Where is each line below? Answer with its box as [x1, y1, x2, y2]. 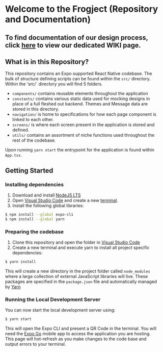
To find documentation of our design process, [5, 33, 148, 42]
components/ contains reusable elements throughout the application [12, 91, 148, 97]
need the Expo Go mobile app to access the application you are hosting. [5, 331, 151, 337]
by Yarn [5, 284, 21, 290]
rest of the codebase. [12, 137, 56, 143]
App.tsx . [5, 152, 22, 158]
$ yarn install [5, 259, 36, 264]
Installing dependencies [5, 181, 64, 188]
